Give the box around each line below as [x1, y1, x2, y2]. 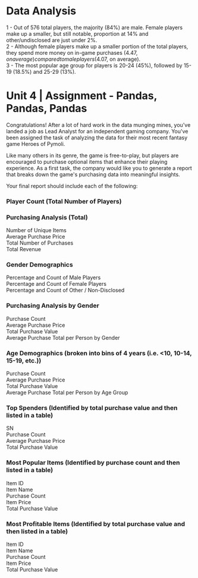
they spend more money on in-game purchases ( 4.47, [6, 49, 138, 56]
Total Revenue [6, 246, 42, 253]
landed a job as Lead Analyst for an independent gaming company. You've [6, 127, 188, 135]
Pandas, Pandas [6, 102, 87, 115]
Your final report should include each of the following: [6, 182, 138, 189]
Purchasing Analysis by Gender [6, 302, 99, 310]
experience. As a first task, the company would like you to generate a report [6, 164, 192, 171]
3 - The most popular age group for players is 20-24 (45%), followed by [6, 61, 183, 69]
